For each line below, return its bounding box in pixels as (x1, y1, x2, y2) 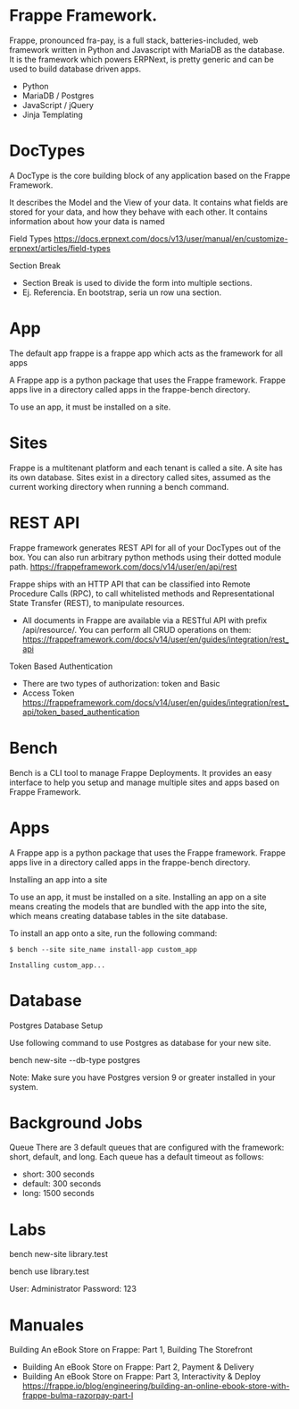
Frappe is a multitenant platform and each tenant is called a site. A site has (9, 462, 283, 473)
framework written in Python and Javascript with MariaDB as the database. (9, 44, 286, 55)
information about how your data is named (9, 215, 165, 226)
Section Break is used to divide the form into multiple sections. (21, 277, 253, 288)
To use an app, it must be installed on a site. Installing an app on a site (9, 891, 267, 902)
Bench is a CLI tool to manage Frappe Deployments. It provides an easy (9, 767, 272, 778)
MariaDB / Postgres (21, 90, 95, 101)
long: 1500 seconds (21, 1188, 96, 1199)
